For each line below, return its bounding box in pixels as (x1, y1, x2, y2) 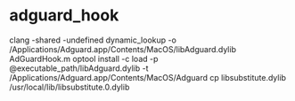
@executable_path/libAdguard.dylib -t (9, 63, 149, 74)
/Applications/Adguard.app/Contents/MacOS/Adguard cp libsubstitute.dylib (9, 72, 287, 82)
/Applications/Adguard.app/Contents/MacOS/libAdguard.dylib (9, 43, 236, 54)
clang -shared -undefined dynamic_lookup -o (9, 35, 176, 45)
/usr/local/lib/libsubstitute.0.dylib (9, 82, 130, 92)
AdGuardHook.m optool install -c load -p (9, 53, 159, 64)
